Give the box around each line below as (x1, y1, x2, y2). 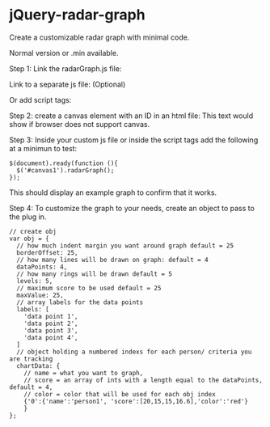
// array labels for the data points (16, 298, 144, 307)
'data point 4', (23, 333, 79, 341)
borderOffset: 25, (16, 248, 79, 256)
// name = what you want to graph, (23, 369, 144, 377)
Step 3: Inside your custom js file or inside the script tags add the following (9, 135, 259, 145)
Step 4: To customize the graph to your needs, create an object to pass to (9, 203, 255, 213)
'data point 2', (23, 319, 79, 328)
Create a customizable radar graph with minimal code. (9, 32, 190, 42)
